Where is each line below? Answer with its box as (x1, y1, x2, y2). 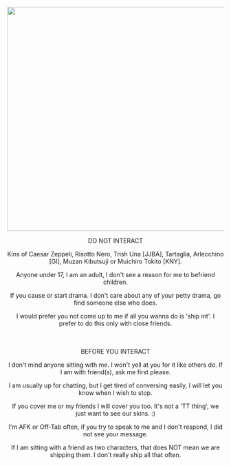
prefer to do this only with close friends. (58, 319, 173, 327)
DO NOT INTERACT (88, 236, 143, 245)
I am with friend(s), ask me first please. (60, 368, 171, 376)
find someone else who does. (74, 298, 157, 307)
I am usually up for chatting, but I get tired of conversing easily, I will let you (8, 381, 223, 389)
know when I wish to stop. (78, 389, 153, 396)
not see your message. (82, 430, 148, 438)
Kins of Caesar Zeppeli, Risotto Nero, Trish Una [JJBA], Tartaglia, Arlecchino (7, 250, 224, 258)
